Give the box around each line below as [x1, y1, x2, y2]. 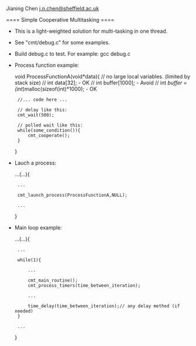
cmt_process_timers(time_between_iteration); [27, 283, 141, 289]
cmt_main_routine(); [27, 278, 78, 283]
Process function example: [14, 61, 80, 68]
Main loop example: [14, 224, 63, 231]
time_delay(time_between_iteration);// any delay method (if [27, 303, 180, 309]
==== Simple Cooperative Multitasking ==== [6, 16, 115, 23]
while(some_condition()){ [17, 128, 81, 133]
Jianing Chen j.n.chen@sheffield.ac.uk [6, 5, 99, 12]
